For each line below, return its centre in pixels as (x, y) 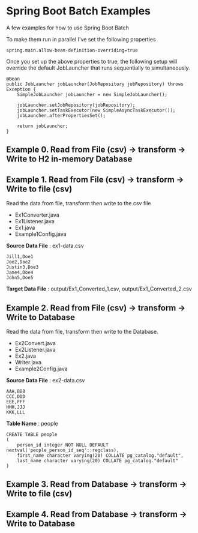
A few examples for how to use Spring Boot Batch (67, 28)
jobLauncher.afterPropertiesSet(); (61, 115)
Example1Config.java (41, 234)
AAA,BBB (16, 391)
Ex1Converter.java (37, 215)
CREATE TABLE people (32, 434)
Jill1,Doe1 (20, 257)
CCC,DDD (16, 396)
